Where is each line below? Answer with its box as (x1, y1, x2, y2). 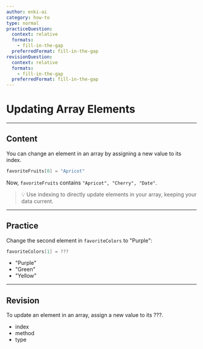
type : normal (6, 20, 39, 26)
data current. (21, 197, 54, 204)
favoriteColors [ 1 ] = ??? (6, 249, 69, 255)
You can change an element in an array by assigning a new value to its (6, 149, 182, 157)
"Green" (14, 266, 36, 273)
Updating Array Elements (6, 102, 136, 116)
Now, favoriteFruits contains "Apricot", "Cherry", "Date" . (6, 179, 157, 186)
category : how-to (6, 15, 50, 21)
